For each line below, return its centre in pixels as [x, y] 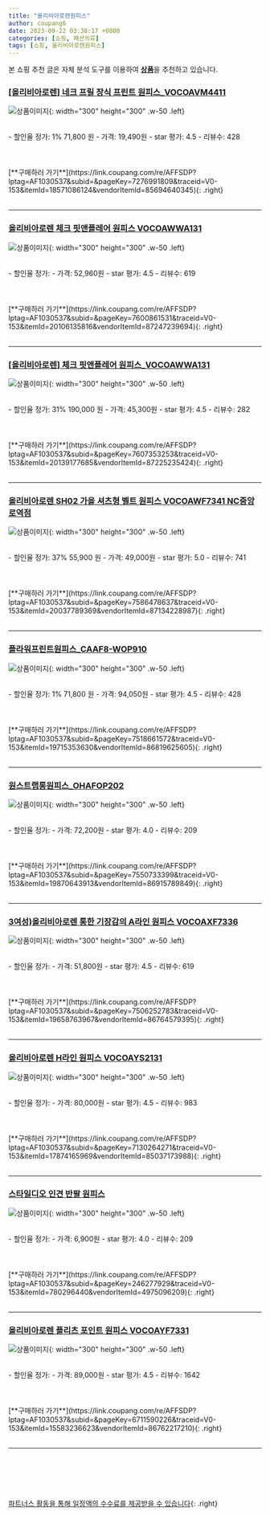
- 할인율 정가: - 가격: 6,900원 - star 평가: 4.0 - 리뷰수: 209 [101, 1239]
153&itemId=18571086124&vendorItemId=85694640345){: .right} [116, 190]
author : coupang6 [37, 23]
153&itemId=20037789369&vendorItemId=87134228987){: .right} [117, 611]
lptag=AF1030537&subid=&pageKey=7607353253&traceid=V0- [113, 454]
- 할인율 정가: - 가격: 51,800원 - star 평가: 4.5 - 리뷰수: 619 [101, 966]
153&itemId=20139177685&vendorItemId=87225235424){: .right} [116, 463]
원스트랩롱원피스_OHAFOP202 [66, 786]
